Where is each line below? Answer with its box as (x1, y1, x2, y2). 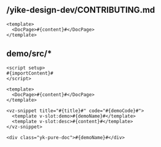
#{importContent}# (6, 70, 53, 76)
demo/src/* (6, 48, 52, 59)
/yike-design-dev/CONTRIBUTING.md (6, 5, 155, 15)
